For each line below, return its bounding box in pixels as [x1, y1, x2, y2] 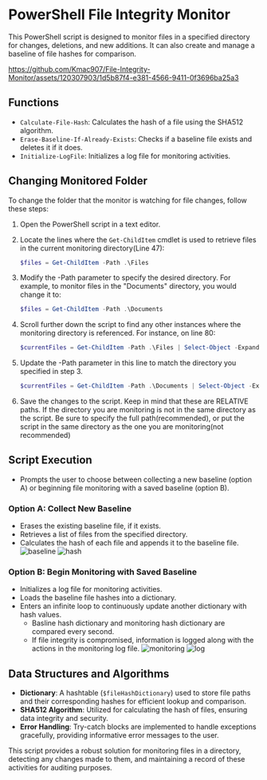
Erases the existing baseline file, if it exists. [19, 521, 162, 531]
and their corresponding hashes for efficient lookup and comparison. [19, 696, 247, 707]
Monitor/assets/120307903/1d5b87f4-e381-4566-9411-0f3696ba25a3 [8, 73, 239, 82]
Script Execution [8, 453, 93, 467]
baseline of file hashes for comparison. [8, 49, 137, 58]
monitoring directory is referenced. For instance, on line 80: [19, 329, 216, 338]
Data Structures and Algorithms [8, 667, 170, 680]
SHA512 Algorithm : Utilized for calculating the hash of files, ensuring [19, 705, 248, 715]
